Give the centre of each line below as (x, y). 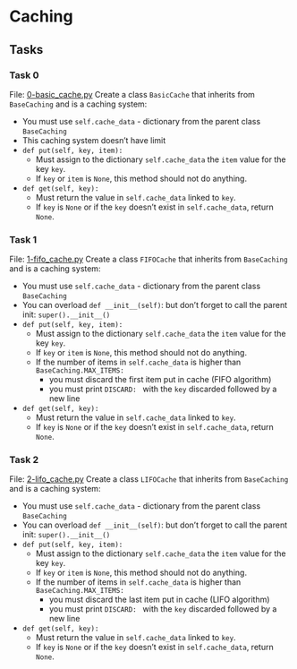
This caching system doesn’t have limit (94, 140)
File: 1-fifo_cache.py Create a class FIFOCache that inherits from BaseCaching (148, 259)
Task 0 (24, 75)
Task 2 (24, 460)
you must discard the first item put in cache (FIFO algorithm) (160, 380)
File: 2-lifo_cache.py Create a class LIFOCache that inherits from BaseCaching (149, 479)
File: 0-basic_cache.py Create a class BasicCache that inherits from (132, 94)
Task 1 (23, 239)
